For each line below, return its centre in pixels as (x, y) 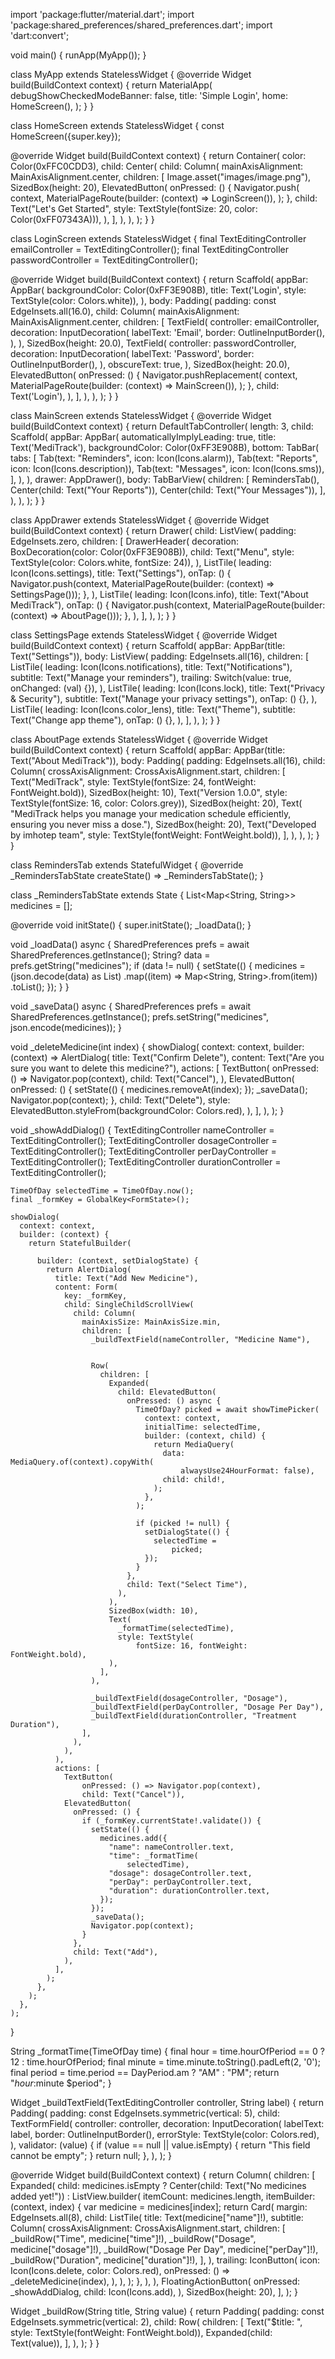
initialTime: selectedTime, (203, 1427)
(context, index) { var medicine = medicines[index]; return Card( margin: (159, 2207)
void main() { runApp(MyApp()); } (78, 55)
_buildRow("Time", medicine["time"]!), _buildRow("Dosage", (133, 2238)
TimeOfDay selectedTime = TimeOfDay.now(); (102, 1191)
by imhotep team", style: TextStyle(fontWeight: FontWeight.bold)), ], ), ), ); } (165, 835)
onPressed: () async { (174, 1401)
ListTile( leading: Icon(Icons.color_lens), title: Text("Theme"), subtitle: (153, 709)
